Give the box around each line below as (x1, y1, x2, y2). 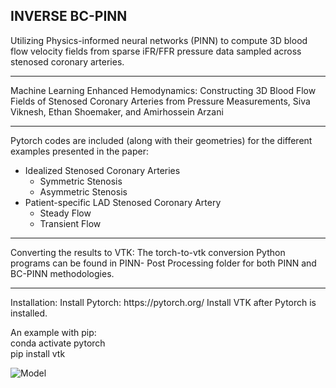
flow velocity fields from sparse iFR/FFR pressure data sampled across (10, 45, 302, 57)
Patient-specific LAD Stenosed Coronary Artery (24, 196, 222, 208)
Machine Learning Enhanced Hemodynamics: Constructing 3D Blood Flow (10, 84, 317, 96)
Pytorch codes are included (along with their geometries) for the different (10, 134, 313, 146)
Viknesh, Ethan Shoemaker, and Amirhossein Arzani (10, 105, 224, 118)
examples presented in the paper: (10, 145, 149, 157)
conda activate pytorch (10, 337, 106, 349)
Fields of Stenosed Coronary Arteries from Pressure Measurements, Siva (10, 95, 311, 107)
